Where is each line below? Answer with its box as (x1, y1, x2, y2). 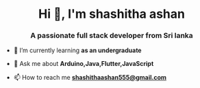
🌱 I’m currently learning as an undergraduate (13, 46, 142, 54)
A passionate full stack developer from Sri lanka (30, 31, 193, 41)
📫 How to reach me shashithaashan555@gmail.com (13, 74, 166, 82)
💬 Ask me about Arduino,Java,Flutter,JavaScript (13, 60, 154, 68)
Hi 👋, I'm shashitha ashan (38, 6, 185, 22)
